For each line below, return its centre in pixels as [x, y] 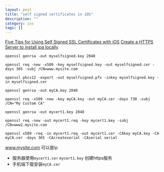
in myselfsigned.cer [26, 82]
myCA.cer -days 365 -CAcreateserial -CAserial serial [61, 138]
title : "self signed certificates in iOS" [49, 14]
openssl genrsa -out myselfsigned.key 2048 [50, 56]
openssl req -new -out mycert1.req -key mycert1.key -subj [67, 121]
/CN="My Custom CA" [25, 104]
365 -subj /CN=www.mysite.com [47, 69]
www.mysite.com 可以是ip [31, 147]
